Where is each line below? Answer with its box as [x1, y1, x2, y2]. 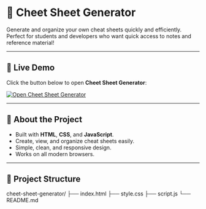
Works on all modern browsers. [15, 150, 95, 157]
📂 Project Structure [6, 173, 81, 184]
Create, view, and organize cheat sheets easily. [15, 137, 135, 144]
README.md [6, 197, 39, 204]
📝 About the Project [6, 114, 83, 125]
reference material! [6, 39, 55, 46]
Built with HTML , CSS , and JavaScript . [15, 130, 114, 138]
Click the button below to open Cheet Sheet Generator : [6, 79, 147, 86]
